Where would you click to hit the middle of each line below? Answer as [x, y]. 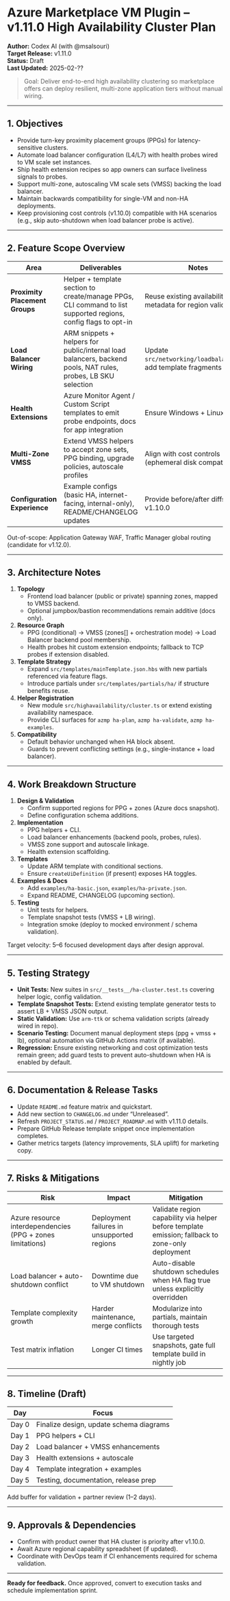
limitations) [28, 1243]
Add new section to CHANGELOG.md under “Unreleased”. [93, 1113]
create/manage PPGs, [99, 296]
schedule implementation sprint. [52, 1591]
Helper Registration [45, 698]
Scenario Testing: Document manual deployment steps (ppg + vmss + [117, 1033]
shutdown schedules [186, 1272]
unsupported [112, 1235]
